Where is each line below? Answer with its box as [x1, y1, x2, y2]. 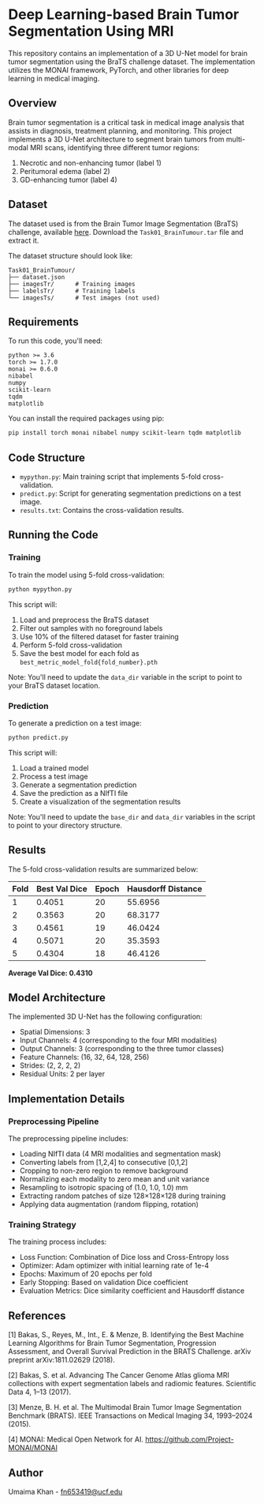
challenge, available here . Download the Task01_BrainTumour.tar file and [8, 227, 244, 236]
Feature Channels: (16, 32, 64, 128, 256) [19, 1053, 150, 1062]
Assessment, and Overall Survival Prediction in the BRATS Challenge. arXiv [8, 1347, 251, 1356]
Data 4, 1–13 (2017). [8, 1387, 72, 1397]
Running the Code [8, 528, 99, 542]
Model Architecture [8, 991, 106, 1005]
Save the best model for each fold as [19, 648, 139, 658]
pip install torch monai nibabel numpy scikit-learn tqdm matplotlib [8, 429, 242, 437]
